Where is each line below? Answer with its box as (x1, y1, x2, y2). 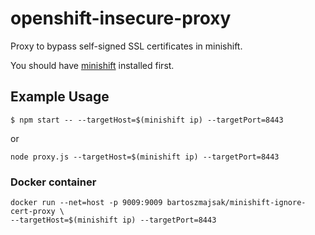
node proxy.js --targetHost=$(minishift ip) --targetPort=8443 (10, 152, 280, 162)
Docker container (10, 175, 97, 189)
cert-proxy (10, 207, 56, 217)
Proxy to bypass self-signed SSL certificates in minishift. (10, 40, 243, 52)
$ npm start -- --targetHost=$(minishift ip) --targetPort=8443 (10, 115, 284, 125)
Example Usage (10, 88, 110, 106)
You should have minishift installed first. (10, 59, 175, 71)
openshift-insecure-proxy (10, 7, 232, 30)
